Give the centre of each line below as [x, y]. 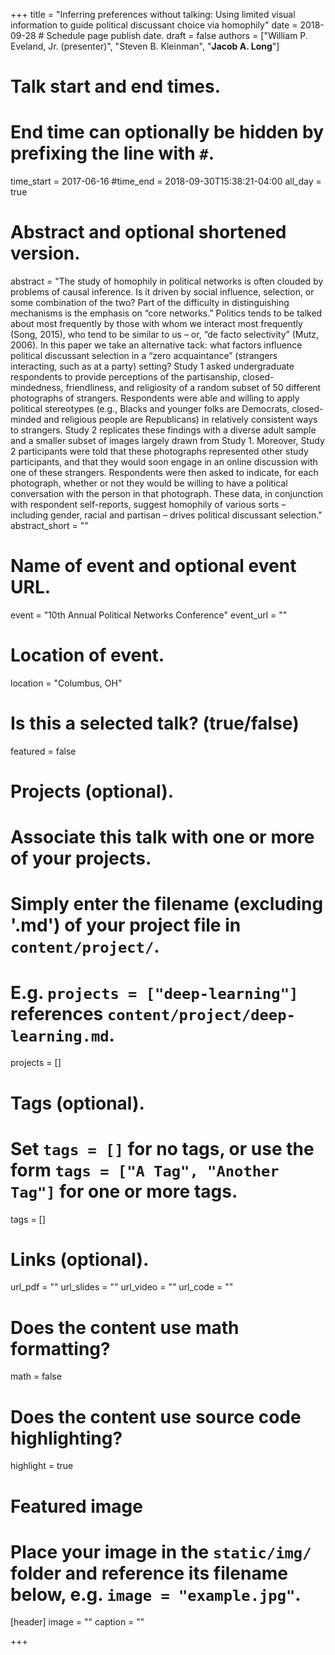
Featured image [76, 1506]
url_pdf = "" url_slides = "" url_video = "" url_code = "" [122, 1287]
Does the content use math [125, 1327]
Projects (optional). [92, 791]
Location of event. [87, 655]
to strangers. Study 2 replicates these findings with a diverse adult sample [163, 430]
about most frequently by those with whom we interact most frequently [156, 324]
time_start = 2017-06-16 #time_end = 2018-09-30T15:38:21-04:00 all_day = [166, 181]
